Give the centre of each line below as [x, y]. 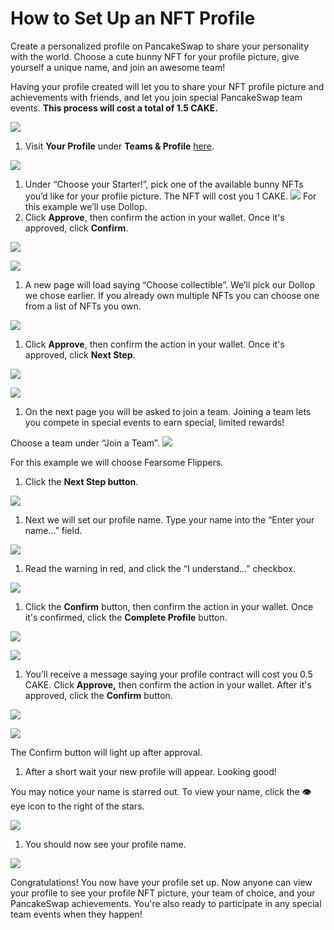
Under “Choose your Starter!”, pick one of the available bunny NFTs [164, 184]
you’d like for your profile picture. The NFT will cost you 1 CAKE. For [170, 196]
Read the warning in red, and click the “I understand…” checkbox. [160, 568]
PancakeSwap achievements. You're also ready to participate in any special [166, 903]
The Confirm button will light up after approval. [106, 752]
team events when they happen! [76, 914]
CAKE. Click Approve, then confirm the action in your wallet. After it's [168, 684]
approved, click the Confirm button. [98, 695]
